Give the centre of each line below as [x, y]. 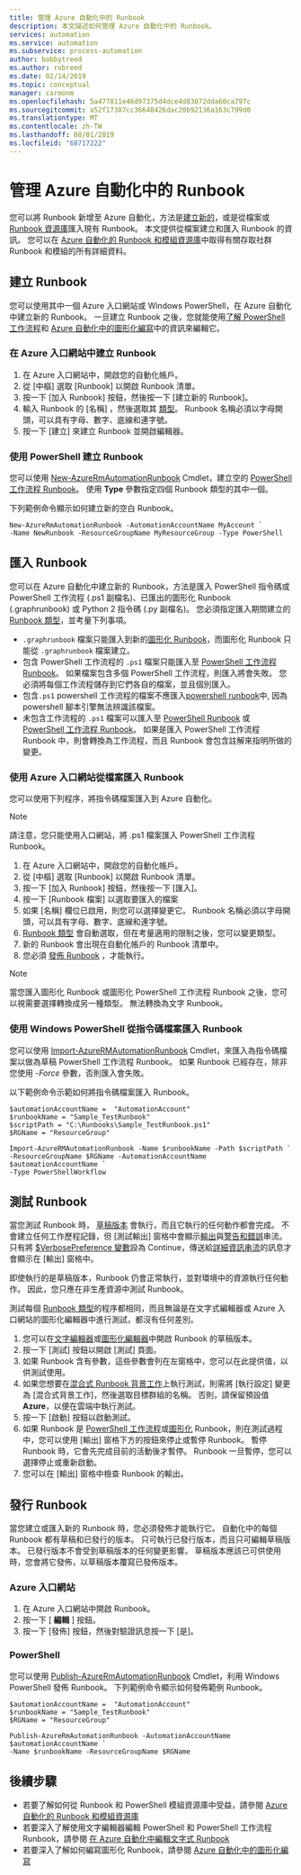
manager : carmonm [42, 93]
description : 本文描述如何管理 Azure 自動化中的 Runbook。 [112, 26]
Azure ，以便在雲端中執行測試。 [81, 1406]
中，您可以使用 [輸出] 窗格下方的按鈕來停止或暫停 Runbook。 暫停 [145, 1440]
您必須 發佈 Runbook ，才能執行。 [86, 956]
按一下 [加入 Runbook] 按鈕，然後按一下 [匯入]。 [112, 888]
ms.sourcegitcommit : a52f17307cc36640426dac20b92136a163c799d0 [130, 110]
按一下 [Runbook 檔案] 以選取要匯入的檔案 [100, 899]
